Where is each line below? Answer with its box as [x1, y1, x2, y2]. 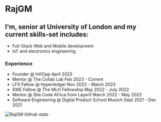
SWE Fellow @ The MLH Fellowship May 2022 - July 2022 [12, 87, 129, 92]
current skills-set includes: [5, 30, 89, 38]
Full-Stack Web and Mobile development [12, 43, 94, 49]
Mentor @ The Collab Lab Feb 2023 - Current [12, 76, 104, 82]
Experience [5, 60, 33, 67]
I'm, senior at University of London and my [5, 23, 137, 31]
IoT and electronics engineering [12, 48, 76, 54]
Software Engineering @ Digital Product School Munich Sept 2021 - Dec [12, 97, 157, 103]
